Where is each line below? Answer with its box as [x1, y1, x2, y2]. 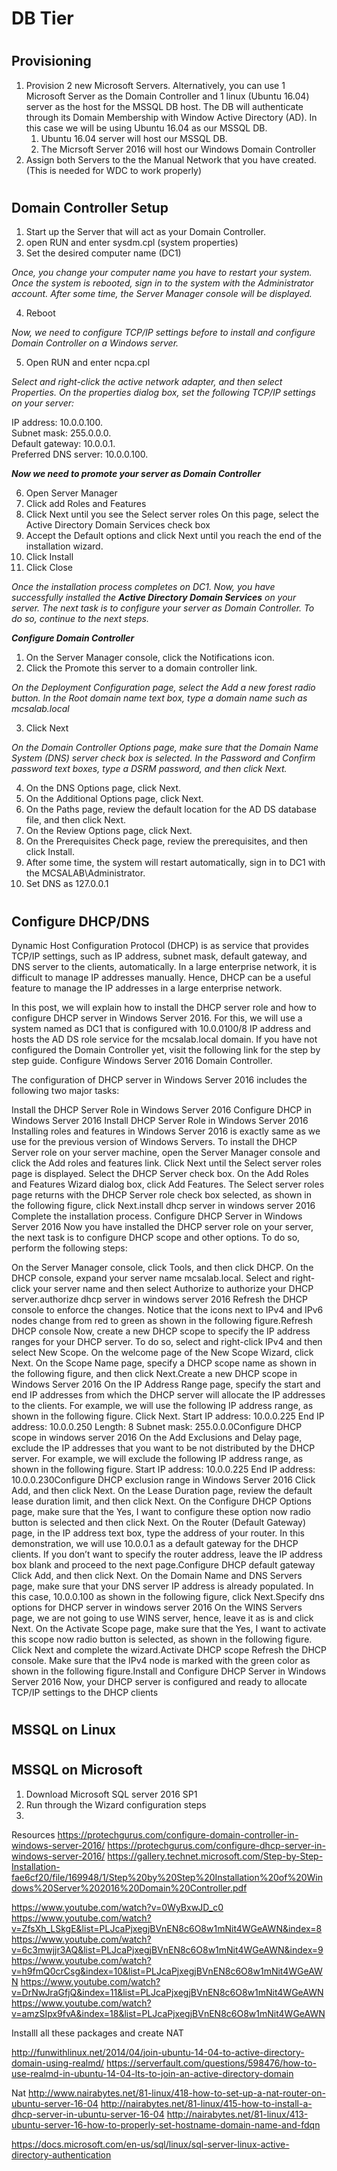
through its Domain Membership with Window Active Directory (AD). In [25, 111, 318, 123]
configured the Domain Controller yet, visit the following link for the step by [11, 1044, 321, 1056]
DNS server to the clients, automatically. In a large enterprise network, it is [11, 961, 318, 973]
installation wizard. [25, 540, 104, 552]
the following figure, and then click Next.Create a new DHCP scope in [11, 1368, 298, 1380]
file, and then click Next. [25, 814, 127, 826]
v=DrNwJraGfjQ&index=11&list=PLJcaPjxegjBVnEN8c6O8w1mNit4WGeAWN [11, 1986, 324, 1998]
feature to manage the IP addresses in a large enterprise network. [11, 982, 283, 994]
